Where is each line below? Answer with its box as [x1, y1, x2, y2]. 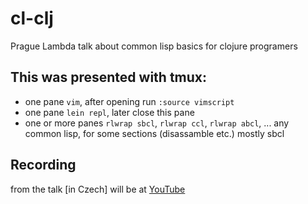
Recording [10, 157, 77, 174]
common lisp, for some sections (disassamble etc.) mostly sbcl [24, 127, 285, 139]
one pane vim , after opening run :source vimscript [24, 95, 235, 107]
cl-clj [10, 7, 54, 30]
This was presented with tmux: [10, 69, 208, 86]
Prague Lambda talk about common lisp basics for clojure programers [10, 40, 298, 52]
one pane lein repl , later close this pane [24, 106, 195, 118]
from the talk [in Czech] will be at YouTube [10, 183, 186, 195]
